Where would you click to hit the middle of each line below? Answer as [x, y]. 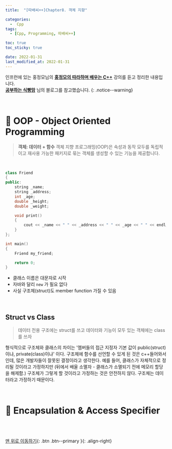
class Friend [19, 173]
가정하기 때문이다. [37, 380]
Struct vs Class [30, 317]
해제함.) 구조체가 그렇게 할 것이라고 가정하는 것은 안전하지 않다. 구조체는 [82, 373]
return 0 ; [25, 263]
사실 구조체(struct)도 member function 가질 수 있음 [64, 291]
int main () [17, 244]
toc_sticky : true [24, 48]
